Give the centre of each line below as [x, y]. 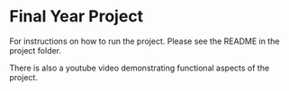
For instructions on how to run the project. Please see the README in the [144, 41]
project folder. [35, 50]
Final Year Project [77, 17]
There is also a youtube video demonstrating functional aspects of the [140, 68]
